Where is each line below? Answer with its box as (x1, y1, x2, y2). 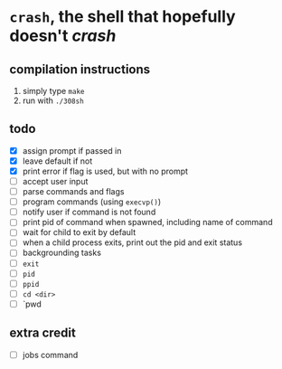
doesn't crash (9, 25, 117, 46)
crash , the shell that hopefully (9, 6, 237, 27)
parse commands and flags (22, 186, 125, 197)
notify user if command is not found (22, 206, 156, 218)
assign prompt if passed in (22, 145, 122, 156)
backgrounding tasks (22, 247, 102, 259)
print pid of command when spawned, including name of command (22, 217, 273, 228)
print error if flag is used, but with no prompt (22, 166, 188, 176)
